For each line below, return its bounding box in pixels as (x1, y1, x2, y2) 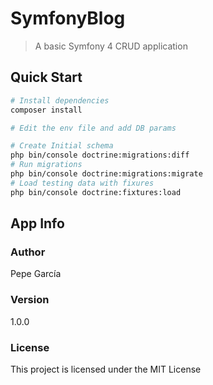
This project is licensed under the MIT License (10, 363, 202, 375)
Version (10, 293, 50, 307)
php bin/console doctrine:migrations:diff (10, 150, 190, 161)
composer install (10, 105, 83, 115)
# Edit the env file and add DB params (10, 123, 177, 133)
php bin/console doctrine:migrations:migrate (10, 169, 203, 179)
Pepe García (10, 268, 62, 280)
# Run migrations (10, 160, 83, 170)
